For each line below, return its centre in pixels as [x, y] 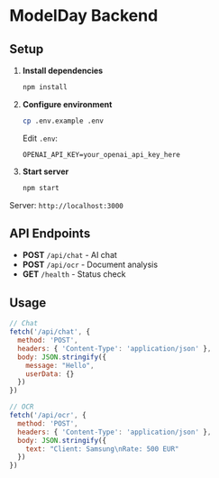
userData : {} [50, 374]
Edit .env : [40, 138]
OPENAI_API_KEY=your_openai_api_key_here [101, 154]
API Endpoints [50, 234]
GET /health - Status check [74, 274]
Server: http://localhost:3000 [66, 205]
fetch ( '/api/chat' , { [50, 332]
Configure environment [67, 104]
